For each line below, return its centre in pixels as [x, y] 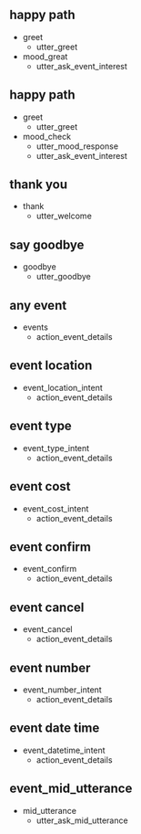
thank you [39, 185]
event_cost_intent [55, 508]
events [35, 327]
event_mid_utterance [71, 789]
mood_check [46, 136]
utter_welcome [64, 216]
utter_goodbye [63, 277]
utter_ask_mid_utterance [82, 820]
